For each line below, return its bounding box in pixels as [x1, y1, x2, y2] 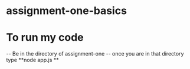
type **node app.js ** [6, 57, 59, 64]
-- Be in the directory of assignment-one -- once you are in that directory [6, 50, 184, 57]
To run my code [6, 31, 84, 44]
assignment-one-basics [6, 4, 127, 18]
